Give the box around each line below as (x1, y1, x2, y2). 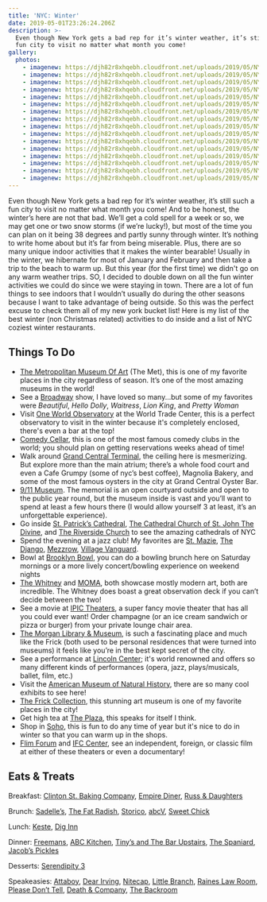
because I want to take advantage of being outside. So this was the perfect (8, 297, 254, 307)
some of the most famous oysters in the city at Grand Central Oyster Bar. (19, 476, 258, 486)
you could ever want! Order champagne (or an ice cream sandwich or (19, 611, 248, 621)
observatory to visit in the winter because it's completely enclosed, (19, 417, 240, 427)
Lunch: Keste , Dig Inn (8, 822, 79, 831)
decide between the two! (19, 594, 102, 604)
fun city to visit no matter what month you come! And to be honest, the (8, 204, 240, 214)
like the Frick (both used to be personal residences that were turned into (19, 637, 257, 646)
